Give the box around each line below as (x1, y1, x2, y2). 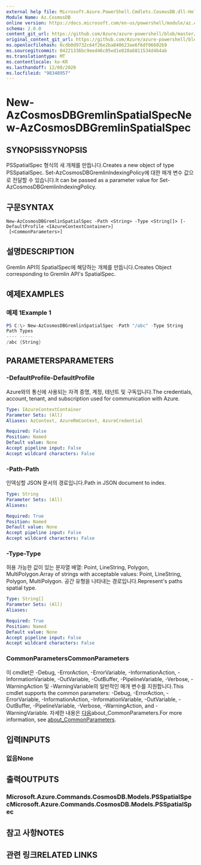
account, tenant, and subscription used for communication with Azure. (6, 394, 180, 402)
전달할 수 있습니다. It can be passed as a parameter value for (12, 177, 159, 184)
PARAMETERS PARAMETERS (6, 356, 114, 366)
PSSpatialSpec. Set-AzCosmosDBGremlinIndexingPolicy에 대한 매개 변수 (6, 169, 183, 177)
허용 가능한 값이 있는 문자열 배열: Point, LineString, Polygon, (6, 564, 150, 571)
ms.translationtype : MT (6, 53, 66, 59)
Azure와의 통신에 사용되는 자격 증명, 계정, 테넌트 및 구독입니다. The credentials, (6, 388, 193, 395)
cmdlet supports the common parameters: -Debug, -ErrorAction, (6, 689, 166, 696)
